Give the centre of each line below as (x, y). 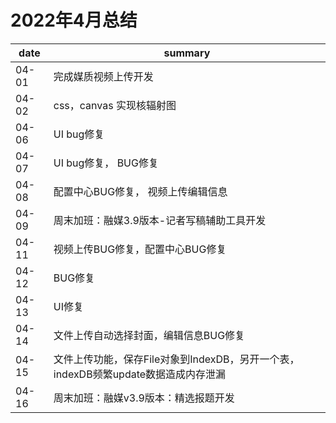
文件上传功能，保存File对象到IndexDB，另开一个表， (176, 359)
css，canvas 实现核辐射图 (115, 105)
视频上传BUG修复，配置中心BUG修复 (140, 249)
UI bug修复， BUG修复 (106, 163)
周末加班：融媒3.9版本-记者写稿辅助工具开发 (160, 220)
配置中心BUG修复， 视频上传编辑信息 (140, 191)
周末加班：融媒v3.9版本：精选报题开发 (144, 398)
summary (187, 53)
